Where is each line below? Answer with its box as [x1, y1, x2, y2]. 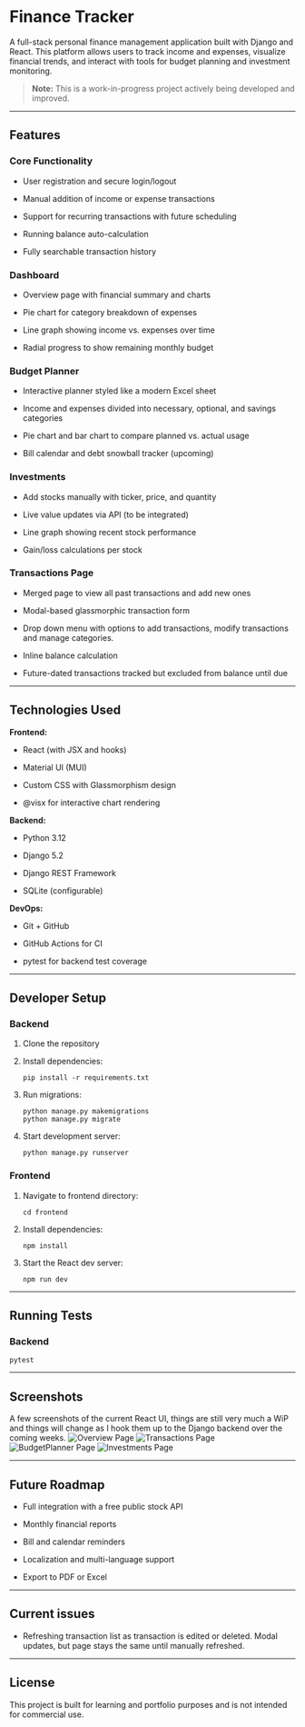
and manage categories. [22, 632, 114, 643]
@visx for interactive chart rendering [22, 797, 161, 808]
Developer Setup [9, 991, 107, 1006]
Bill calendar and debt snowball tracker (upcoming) [22, 448, 214, 459]
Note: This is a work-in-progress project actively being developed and [31, 83, 295, 94]
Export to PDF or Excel [22, 1571, 107, 1582]
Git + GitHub [22, 920, 70, 931]
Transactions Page [9, 566, 94, 579]
